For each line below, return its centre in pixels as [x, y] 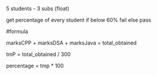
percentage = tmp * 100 [35, 66]
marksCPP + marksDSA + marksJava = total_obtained [71, 43]
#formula [17, 31]
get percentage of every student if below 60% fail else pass [79, 20]
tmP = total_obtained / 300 [39, 54]
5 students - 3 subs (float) [38, 9]
